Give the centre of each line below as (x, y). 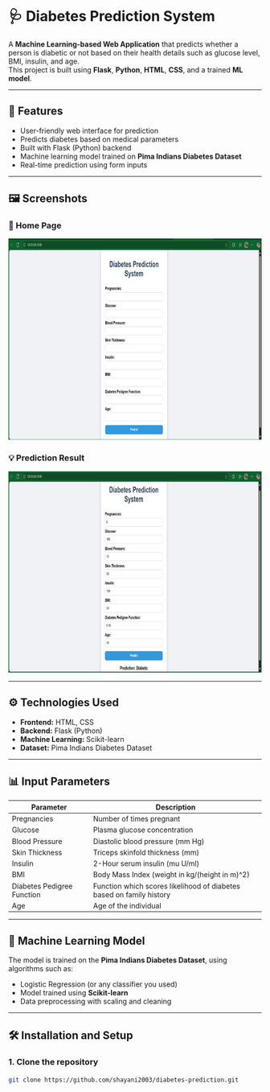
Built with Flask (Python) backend (76, 147)
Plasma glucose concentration (143, 830)
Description (176, 807)
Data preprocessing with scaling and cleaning (96, 1001)
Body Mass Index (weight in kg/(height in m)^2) (172, 875)
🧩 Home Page (35, 225)
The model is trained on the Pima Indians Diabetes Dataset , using (118, 960)
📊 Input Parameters (59, 781)
